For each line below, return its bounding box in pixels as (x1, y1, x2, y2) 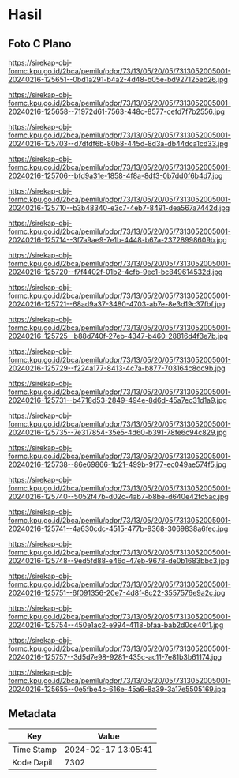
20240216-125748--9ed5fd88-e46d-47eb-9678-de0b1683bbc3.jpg (8, 556, 230, 566)
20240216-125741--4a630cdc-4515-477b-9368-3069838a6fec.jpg (8, 524, 229, 533)
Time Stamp (12, 744, 58, 755)
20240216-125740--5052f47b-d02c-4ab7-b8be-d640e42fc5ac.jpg (8, 492, 229, 501)
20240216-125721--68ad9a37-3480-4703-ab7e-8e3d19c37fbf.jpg (8, 299, 226, 309)
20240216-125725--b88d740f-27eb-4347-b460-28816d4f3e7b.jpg (8, 332, 229, 340)
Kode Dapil (12, 757, 53, 768)
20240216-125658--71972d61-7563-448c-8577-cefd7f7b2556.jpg (8, 107, 225, 116)
